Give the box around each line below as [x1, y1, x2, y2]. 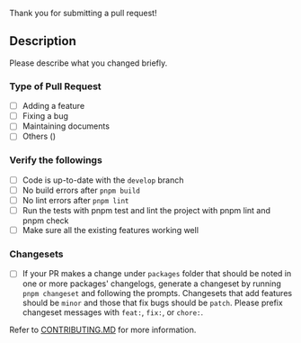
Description [9, 33, 76, 49]
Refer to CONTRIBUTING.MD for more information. [9, 324, 197, 336]
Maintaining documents [22, 121, 111, 131]
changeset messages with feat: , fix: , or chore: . [22, 307, 204, 318]
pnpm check [22, 215, 69, 226]
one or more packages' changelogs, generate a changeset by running [22, 278, 281, 289]
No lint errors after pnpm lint [22, 194, 129, 205]
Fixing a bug [22, 111, 69, 122]
